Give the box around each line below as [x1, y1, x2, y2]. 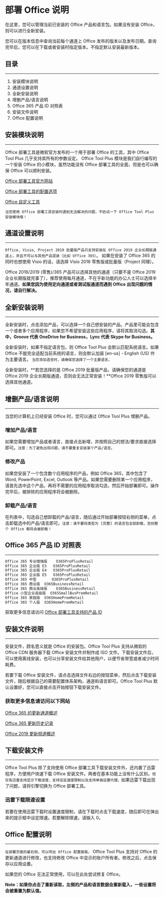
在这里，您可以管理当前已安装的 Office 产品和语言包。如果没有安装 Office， [5, 22, 157, 27]
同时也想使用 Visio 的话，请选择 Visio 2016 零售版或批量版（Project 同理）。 [5, 259, 157, 264]
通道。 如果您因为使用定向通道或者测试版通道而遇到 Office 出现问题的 [9, 282, 148, 287]
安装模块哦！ [5, 215, 27, 219]
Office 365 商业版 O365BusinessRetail [5, 582, 84, 587]
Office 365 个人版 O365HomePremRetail [5, 600, 84, 605]
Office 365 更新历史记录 [5, 720, 54, 726]
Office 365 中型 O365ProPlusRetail [5, 577, 89, 582]
